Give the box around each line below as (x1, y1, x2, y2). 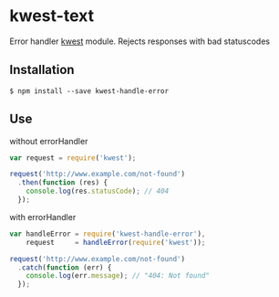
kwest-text (9, 5, 94, 27)
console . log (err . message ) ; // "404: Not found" (26, 271, 210, 281)
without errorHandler (9, 135, 88, 146)
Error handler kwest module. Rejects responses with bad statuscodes (9, 36, 271, 47)
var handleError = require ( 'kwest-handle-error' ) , (9, 229, 206, 239)
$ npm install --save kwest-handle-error (9, 86, 170, 96)
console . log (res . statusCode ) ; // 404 (26, 186, 170, 196)
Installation (9, 62, 75, 78)
